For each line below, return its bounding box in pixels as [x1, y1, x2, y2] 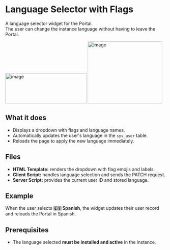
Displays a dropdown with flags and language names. [12, 127, 125, 133]
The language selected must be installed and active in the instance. [12, 239, 156, 245]
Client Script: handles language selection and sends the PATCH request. [12, 172, 165, 178]
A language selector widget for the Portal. [5, 20, 93, 26]
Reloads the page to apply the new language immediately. [12, 137, 134, 144]
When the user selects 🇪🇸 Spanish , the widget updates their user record [5, 205, 159, 211]
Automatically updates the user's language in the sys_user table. [12, 132, 148, 138]
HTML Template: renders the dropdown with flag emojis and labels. [12, 166, 155, 172]
